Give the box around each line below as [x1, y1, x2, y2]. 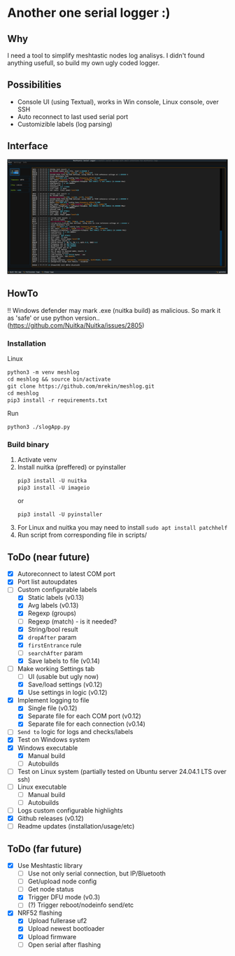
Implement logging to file [17, 696, 90, 705]
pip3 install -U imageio [17, 484, 90, 491]
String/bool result [27, 625, 78, 633]
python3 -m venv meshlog [7, 369, 80, 376]
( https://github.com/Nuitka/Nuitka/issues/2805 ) [7, 321, 145, 330]
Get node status [27, 885, 75, 894]
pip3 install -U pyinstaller [17, 511, 103, 519]
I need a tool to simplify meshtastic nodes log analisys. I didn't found [7, 51, 205, 59]
